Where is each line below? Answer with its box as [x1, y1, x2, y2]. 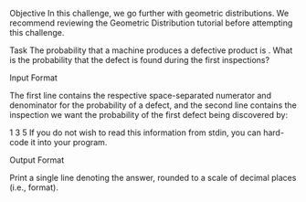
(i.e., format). [9, 182, 59, 193]
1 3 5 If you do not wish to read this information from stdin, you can [9, 127, 262, 138]
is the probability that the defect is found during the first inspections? [9, 55, 270, 65]
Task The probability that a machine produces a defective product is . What [9, 45, 293, 56]
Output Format [9, 154, 65, 165]
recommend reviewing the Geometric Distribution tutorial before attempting [9, 17, 293, 28]
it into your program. [30, 137, 108, 147]
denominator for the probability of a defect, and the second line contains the [9, 100, 297, 111]
